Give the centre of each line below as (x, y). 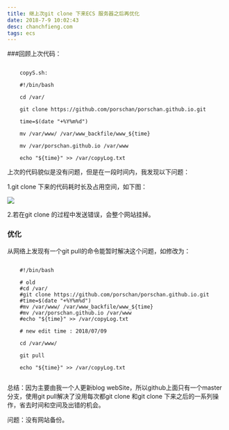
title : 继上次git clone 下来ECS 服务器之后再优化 (74, 14)
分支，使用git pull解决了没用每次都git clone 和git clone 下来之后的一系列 (110, 396)
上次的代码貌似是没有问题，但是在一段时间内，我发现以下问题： (98, 172)
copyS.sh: (34, 73)
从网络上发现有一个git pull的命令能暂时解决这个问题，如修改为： (99, 250)
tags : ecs (22, 33)
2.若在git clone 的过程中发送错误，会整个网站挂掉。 (81, 215)
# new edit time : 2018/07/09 (63, 331)
